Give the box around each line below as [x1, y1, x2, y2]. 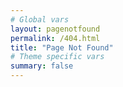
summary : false [10, 61, 74, 71]
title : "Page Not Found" [10, 42, 114, 53]
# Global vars [10, 14, 70, 25]
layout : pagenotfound [10, 24, 101, 34]
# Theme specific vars [10, 52, 105, 62]
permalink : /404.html [10, 33, 101, 43]
